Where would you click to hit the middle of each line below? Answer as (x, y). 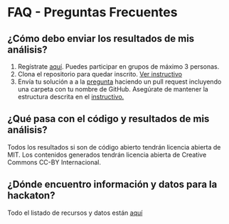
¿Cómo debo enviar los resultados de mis (101, 39)
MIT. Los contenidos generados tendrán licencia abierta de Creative (107, 155)
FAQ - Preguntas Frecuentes (92, 12)
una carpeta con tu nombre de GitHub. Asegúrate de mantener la (113, 89)
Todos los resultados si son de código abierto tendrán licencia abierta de (114, 147)
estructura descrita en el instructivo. (71, 97)
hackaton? (31, 196)
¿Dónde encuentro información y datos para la (112, 185)
